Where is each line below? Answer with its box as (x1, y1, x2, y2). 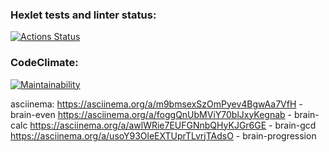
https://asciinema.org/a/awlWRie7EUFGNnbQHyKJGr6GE (29, 119, 267, 131)
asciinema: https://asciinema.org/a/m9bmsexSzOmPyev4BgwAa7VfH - (10, 98, 303, 110)
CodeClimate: (10, 56, 79, 70)
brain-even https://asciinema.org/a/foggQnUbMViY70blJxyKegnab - (10, 108, 293, 120)
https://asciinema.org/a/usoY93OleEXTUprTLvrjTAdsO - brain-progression (10, 129, 317, 142)
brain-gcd (274, 119, 317, 131)
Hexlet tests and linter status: (10, 8, 157, 22)
